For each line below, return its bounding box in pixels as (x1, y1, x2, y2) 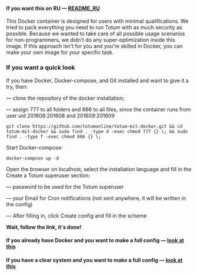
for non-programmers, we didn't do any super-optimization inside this (6, 36, 175, 43)
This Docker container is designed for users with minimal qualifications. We (6, 18, 189, 25)
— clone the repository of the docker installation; (6, 94, 125, 101)
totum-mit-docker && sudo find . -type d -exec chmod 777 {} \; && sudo (6, 128, 188, 134)
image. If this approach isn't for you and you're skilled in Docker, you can (6, 43, 183, 50)
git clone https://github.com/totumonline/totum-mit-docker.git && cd (6, 123, 183, 129)
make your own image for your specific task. (6, 49, 114, 56)
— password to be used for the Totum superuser (6, 183, 124, 190)
